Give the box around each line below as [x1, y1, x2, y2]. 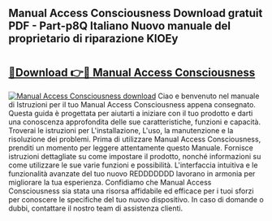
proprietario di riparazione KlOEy [8, 32, 179, 45]
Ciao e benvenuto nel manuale [158, 91, 260, 101]
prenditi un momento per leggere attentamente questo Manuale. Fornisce [8, 143, 253, 153]
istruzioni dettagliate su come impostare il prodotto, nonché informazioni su [8, 152, 261, 161]
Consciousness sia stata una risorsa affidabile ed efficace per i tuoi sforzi [8, 186, 254, 196]
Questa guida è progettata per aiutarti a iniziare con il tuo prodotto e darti [8, 109, 253, 118]
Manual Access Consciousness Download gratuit [8, 6, 263, 20]
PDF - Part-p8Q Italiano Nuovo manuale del [8, 19, 231, 33]
